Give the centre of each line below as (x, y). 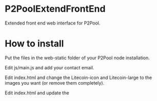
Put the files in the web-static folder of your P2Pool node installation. (77, 58)
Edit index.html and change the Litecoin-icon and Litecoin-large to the (78, 78)
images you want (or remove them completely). (54, 83)
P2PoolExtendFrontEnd (55, 9)
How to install (35, 44)
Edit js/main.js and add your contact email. (50, 67)
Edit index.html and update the (37, 93)
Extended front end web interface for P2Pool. (53, 23)
